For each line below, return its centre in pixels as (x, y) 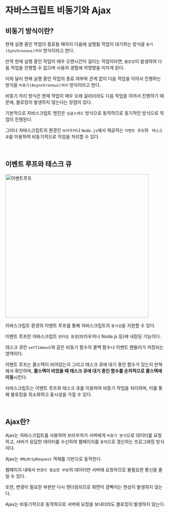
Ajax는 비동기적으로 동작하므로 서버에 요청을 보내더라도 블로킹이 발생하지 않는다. (85, 504)
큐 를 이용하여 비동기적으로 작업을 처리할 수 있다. (53, 137)
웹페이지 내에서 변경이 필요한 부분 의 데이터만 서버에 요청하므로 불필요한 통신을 (81, 470)
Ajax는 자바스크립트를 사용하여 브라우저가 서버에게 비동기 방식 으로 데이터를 (79, 435)
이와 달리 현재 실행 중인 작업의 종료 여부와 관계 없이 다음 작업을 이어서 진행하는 (83, 79)
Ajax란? (18, 422)
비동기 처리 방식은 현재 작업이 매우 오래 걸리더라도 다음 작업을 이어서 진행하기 (82, 96)
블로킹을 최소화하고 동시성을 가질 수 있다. (51, 394)
